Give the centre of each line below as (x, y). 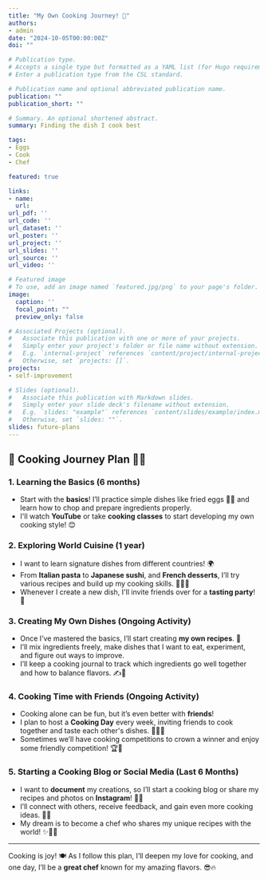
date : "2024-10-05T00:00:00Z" (59, 38)
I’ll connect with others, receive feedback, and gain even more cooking (136, 806)
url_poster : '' (33, 235)
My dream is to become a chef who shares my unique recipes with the (135, 823)
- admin (21, 30)
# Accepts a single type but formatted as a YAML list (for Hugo (119, 67)
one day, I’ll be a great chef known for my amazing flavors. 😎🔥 (112, 867)
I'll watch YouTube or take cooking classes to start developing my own (137, 516)
